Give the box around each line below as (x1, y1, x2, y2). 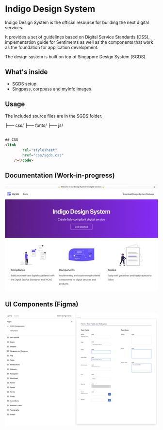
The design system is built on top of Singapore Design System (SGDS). (5, 53, 147, 59)
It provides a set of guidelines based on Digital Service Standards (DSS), (5, 34, 150, 40)
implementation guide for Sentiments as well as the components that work (5, 39, 154, 45)
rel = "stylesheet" (22, 148, 57, 153)
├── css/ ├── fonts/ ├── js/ (5, 122, 63, 128)
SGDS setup (12, 81, 37, 86)
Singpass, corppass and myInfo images (12, 86, 91, 92)
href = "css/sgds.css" (22, 153, 64, 158)
